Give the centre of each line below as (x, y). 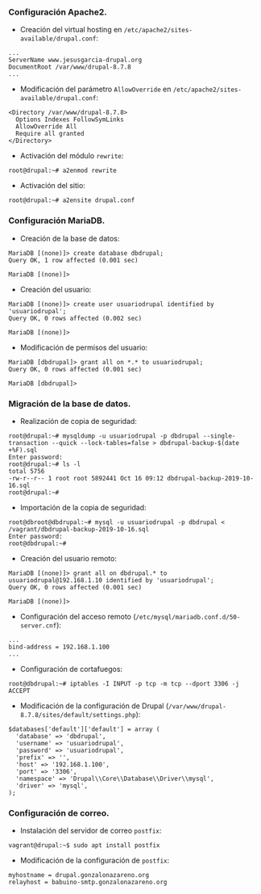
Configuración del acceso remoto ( (78, 616)
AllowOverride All (47, 127)
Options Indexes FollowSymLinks (70, 120)
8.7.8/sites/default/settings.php (78, 715)
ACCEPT (19, 690)
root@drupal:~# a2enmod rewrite (62, 171)
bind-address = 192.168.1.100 (59, 647)
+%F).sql (23, 450)
